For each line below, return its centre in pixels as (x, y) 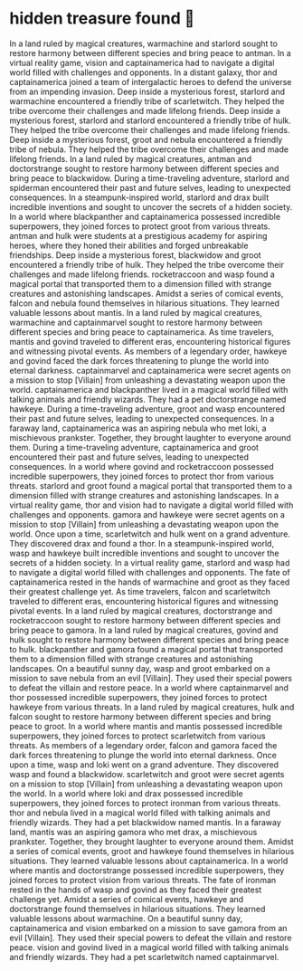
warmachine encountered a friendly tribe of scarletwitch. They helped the (147, 101)
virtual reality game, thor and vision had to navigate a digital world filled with (151, 505)
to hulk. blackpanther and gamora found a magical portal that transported (146, 649)
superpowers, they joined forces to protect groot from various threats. (140, 226)
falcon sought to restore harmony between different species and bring (140, 716)
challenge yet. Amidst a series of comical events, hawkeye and (127, 899)
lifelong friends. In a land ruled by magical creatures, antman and (130, 158)
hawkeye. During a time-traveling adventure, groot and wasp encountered (147, 409)
